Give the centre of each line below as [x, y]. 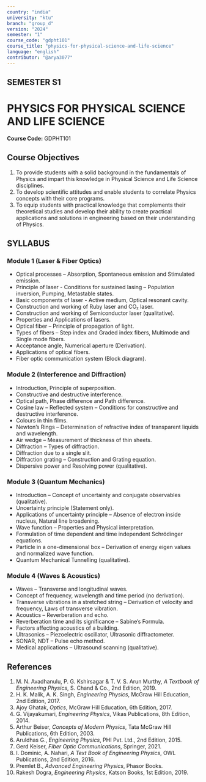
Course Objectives [43, 157]
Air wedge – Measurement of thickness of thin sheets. [84, 440]
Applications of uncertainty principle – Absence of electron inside [98, 515]
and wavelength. [37, 433]
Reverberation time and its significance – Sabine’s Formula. [90, 622]
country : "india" [29, 12]
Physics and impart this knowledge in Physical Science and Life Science [107, 179]
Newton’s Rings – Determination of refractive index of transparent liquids [107, 427]
